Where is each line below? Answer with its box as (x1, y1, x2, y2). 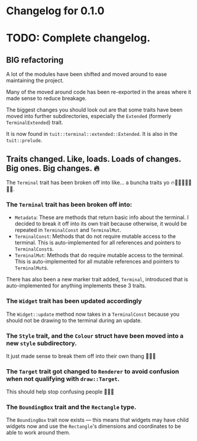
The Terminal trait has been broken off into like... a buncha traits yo (6, 179, 170, 186)
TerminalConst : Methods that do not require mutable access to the (14, 233, 176, 240)
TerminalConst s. (14, 245, 54, 253)
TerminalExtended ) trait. (6, 119, 63, 126)
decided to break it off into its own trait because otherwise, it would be (14, 220, 188, 227)
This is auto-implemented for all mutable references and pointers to (14, 258, 180, 265)
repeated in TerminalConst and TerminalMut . (14, 227, 121, 234)
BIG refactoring (6, 55, 64, 65)
